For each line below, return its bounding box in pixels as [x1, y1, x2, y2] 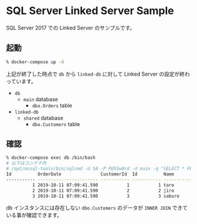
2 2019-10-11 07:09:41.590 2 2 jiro [32, 188, 175, 194]
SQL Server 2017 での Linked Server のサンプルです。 [6, 24, 135, 31]
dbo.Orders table [32, 101, 72, 109]
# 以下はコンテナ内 [6, 160, 47, 167]
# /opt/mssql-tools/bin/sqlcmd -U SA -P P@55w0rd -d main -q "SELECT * [6, 166, 185, 172]
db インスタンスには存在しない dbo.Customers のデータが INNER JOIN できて [6, 204, 188, 212]
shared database [23, 114, 63, 121]
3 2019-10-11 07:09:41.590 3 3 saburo [32, 193, 180, 199]
